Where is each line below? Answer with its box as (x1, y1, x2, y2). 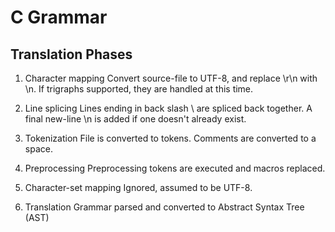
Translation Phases (10, 46, 133, 63)
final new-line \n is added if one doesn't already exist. (24, 113, 247, 125)
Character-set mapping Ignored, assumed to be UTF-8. (24, 182, 253, 193)
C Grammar (10, 6, 108, 29)
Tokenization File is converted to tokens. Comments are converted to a (24, 132, 317, 144)
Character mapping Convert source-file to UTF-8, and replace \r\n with (24, 72, 318, 84)
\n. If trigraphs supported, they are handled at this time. (24, 83, 254, 95)
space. (24, 143, 53, 155)
